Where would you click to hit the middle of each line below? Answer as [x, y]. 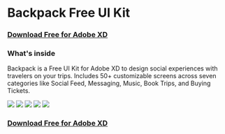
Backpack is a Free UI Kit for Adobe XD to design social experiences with [112, 68]
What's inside [31, 54]
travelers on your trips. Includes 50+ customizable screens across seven [112, 76]
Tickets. [19, 91]
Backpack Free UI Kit [69, 13]
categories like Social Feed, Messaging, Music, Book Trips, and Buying [109, 83]
